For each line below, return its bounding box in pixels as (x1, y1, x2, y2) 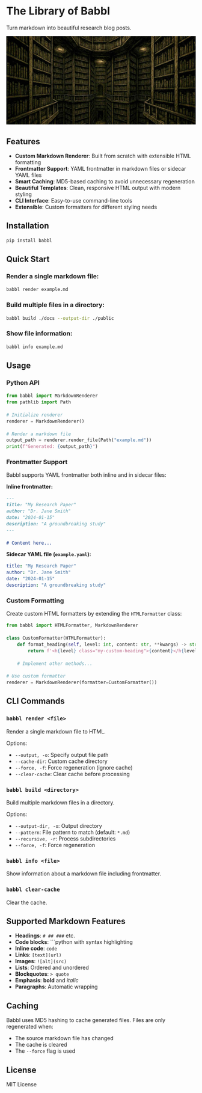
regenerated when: (6, 1023, 54, 1030)
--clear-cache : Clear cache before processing (14, 770, 130, 777)
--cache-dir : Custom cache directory (14, 758, 108, 765)
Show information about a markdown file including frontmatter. (6, 870, 161, 877)
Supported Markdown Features (6, 916, 126, 926)
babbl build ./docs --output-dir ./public (6, 315, 114, 321)
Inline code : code (14, 945, 58, 952)
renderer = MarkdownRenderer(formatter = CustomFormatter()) (6, 679, 158, 686)
